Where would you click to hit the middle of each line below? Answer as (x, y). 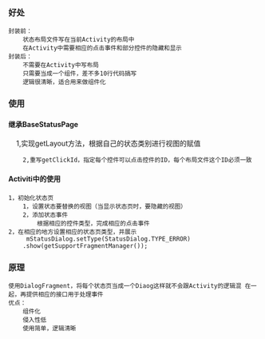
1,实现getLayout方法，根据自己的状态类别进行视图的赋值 (108, 144)
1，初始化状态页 (31, 197)
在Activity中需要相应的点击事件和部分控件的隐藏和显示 (102, 48)
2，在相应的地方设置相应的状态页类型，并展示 (73, 232)
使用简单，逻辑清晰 (49, 328)
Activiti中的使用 (35, 179)
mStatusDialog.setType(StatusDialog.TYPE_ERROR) (109, 239)
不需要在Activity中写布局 (61, 66)
